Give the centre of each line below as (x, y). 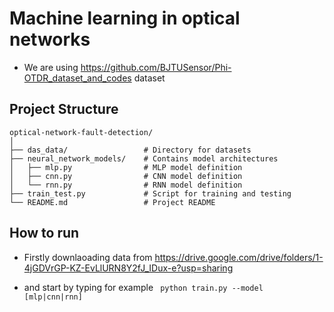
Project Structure (64, 109)
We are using (51, 67)
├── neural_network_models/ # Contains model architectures (144, 158)
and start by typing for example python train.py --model (143, 287)
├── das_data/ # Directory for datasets (130, 150)
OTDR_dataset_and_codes (77, 78)
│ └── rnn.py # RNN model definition (126, 185)
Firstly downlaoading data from (88, 257)
